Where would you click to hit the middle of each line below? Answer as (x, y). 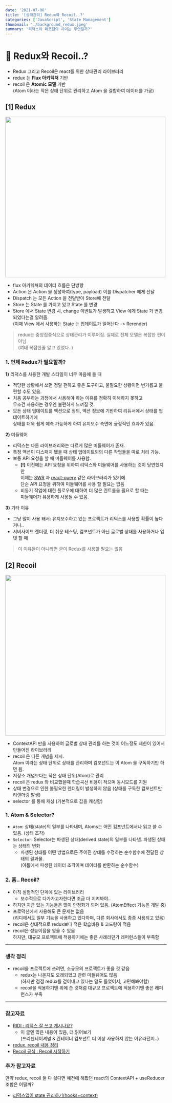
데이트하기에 (25, 417)
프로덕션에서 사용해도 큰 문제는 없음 (48, 911)
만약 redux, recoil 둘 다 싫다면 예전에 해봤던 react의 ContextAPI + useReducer (85, 1078)
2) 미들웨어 (17, 435)
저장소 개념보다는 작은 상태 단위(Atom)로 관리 (58, 775)
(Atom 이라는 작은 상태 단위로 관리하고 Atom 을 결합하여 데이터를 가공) (83, 91)
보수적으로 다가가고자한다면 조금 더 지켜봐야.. (66, 898)
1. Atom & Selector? (30, 815)
